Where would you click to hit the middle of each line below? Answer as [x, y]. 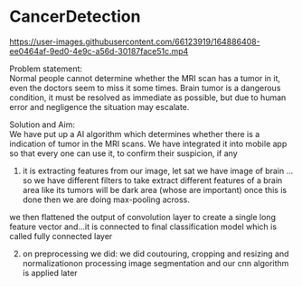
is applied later [50, 273]
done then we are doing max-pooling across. [106, 199]
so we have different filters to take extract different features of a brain [152, 180]
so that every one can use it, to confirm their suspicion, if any [123, 153]
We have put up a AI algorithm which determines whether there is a [135, 134]
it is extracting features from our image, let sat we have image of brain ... [158, 171]
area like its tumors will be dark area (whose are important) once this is [155, 190]
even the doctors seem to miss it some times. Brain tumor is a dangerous [145, 88]
